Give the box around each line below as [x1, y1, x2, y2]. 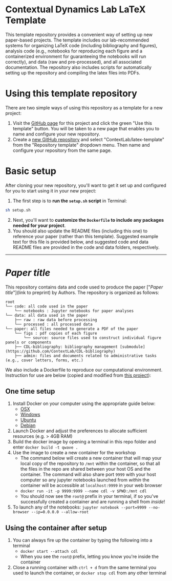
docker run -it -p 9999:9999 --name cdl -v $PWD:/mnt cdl [20, 489, 147, 494]
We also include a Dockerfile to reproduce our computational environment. [5, 366, 163, 373]
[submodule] [119, 344, 145, 350]
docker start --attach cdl [20, 549, 78, 554]
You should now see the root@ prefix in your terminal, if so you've [20, 493, 159, 499]
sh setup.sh [5, 207, 31, 212]
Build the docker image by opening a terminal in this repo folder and [12, 439, 156, 445]
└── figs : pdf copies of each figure [14, 331, 97, 336]
